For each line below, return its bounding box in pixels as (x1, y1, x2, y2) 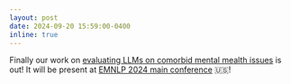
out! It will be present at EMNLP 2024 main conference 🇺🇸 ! (9, 64, 232, 75)
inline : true (9, 30, 59, 39)
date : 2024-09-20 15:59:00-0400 (9, 22, 131, 31)
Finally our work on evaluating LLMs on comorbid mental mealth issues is (9, 55, 282, 66)
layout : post (9, 13, 59, 23)
